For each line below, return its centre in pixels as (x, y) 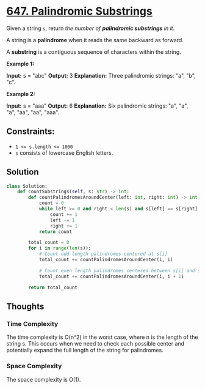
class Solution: (27, 186)
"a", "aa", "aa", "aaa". (33, 112)
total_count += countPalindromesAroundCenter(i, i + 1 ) (111, 276)
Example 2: (21, 94)
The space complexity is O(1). (44, 379)
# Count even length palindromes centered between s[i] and (117, 270)
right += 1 (64, 226)
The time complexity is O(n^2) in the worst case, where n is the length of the (102, 337)
